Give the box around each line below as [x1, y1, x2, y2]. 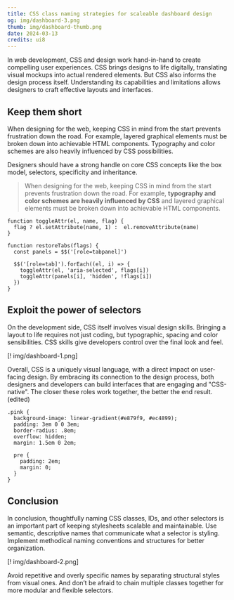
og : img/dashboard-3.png [7, 17, 80, 24]
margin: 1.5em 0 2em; [13, 439, 77, 446]
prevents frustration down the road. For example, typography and [24, 189, 216, 197]
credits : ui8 [7, 37, 46, 44]
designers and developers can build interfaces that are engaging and [7, 380, 207, 389]
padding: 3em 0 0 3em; [13, 421, 80, 428]
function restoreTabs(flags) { [7, 242, 99, 249]
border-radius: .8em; [13, 426, 77, 434]
